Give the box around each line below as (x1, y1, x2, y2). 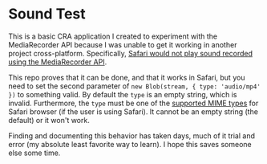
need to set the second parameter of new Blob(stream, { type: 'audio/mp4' (8, 81, 261, 91)
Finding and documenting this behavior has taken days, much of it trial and (8, 130, 255, 141)
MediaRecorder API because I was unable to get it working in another (8, 39, 237, 49)
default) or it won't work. (8, 115, 90, 125)
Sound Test (8, 5, 86, 23)
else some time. (8, 148, 61, 158)
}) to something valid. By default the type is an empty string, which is (8, 89, 237, 99)
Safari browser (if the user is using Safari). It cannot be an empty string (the (8, 106, 259, 117)
